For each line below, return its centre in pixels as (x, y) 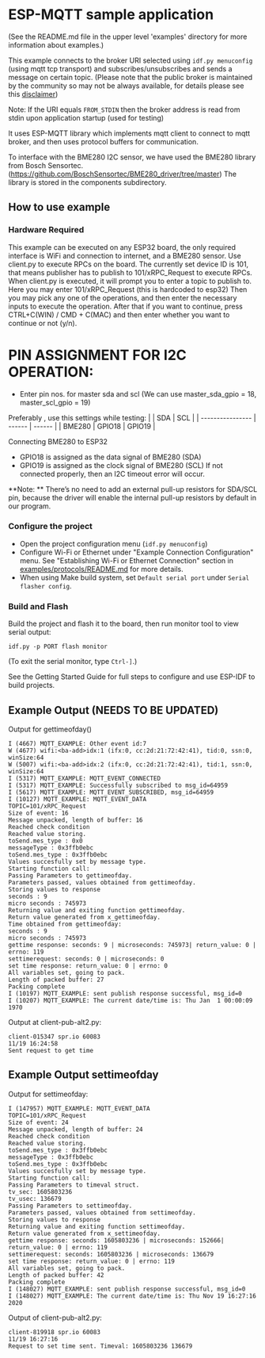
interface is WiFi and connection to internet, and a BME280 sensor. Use (125, 255)
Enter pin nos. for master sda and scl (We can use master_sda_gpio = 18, (138, 393)
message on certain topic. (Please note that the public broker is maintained (131, 77)
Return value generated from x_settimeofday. (84, 1233)
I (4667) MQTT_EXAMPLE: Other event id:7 (78, 743)
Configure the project (51, 527)
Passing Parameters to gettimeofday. (70, 875)
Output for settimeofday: (48, 1094)
